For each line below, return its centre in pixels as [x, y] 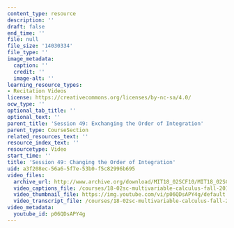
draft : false [26, 26]
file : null [23, 40]
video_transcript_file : [48, 201]
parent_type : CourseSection [48, 130]
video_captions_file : [45, 188]
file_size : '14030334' [40, 46]
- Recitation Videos [37, 91]
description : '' [31, 20]
